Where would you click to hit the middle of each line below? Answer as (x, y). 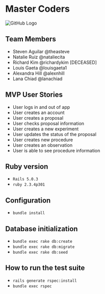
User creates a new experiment (46, 129)
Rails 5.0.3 (25, 179)
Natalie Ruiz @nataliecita (39, 57)
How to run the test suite (45, 268)
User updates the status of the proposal (55, 134)
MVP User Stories (34, 95)
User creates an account (38, 112)
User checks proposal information (48, 123)
